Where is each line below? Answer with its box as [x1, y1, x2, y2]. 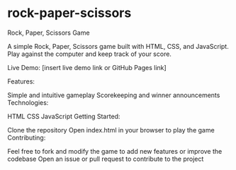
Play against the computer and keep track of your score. [7, 50, 172, 58]
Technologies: [7, 98, 49, 107]
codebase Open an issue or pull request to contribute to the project [7, 154, 204, 163]
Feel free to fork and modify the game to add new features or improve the [7, 147, 223, 155]
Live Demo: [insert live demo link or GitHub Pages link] [7, 63, 167, 72]
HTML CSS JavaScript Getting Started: [7, 112, 120, 120]
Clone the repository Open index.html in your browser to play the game [7, 125, 215, 134]
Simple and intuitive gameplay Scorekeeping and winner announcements [7, 91, 220, 99]
